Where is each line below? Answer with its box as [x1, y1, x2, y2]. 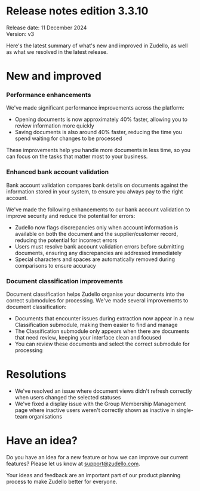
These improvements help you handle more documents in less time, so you [6, 147, 191, 154]
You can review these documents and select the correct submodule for [14, 340, 190, 348]
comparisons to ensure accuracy [14, 262, 97, 269]
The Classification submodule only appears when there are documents [14, 328, 189, 335]
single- [176, 406, 194, 414]
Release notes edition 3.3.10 [6, 4, 149, 18]
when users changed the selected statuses [14, 393, 121, 401]
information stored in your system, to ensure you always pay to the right [6, 187, 183, 195]
